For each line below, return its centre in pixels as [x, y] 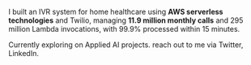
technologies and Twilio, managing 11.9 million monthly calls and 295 [126, 20]
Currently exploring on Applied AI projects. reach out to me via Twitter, [126, 45]
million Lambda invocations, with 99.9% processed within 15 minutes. [124, 29]
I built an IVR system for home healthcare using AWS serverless [116, 12]
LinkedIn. [23, 53]
